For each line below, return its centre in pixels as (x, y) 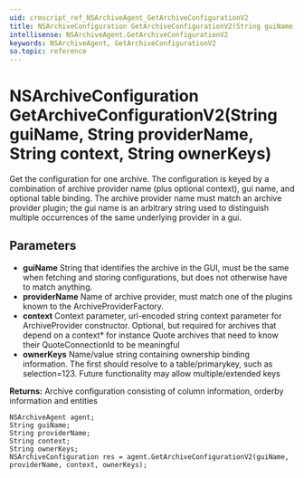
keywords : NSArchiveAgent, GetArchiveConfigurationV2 (113, 43)
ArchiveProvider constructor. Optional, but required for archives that (149, 325)
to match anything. (57, 287)
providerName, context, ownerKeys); (78, 464)
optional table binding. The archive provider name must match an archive (146, 198)
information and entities (53, 400)
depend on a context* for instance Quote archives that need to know (150, 335)
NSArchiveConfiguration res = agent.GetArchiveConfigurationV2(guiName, (149, 457)
